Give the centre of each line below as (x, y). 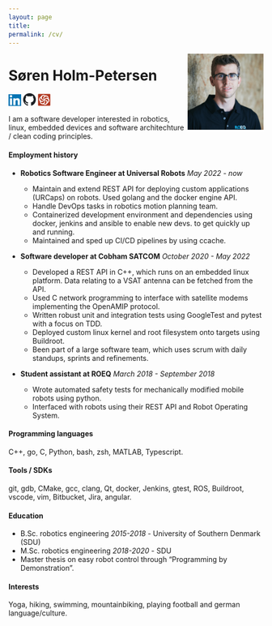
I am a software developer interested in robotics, (89, 119)
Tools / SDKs (30, 470)
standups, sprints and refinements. (90, 358)
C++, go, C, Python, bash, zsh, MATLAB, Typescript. (96, 452)
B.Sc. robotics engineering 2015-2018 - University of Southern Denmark (140, 534)
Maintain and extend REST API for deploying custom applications (140, 189)
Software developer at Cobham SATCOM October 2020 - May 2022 (135, 256)
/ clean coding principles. (51, 136)
